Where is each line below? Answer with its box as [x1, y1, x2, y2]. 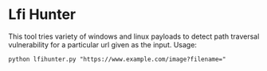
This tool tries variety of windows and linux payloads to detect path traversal [8, 32, 260, 41]
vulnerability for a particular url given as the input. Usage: [8, 39, 198, 49]
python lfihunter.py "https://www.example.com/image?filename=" [8, 55, 226, 63]
